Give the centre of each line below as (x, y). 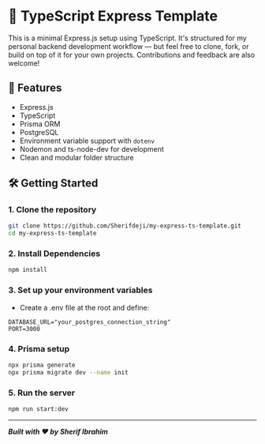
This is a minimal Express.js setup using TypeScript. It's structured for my (127, 38)
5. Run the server (42, 393)
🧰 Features (35, 88)
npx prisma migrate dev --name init (68, 372)
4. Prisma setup (39, 348)
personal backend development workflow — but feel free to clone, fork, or (129, 46)
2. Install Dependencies (54, 254)
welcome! (24, 63)
